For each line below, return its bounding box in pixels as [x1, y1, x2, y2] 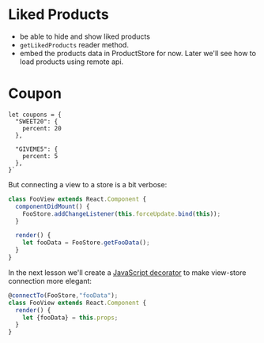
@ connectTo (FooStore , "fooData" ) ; [8, 291, 119, 300]
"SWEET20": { [15, 117, 58, 126]
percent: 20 [22, 124, 62, 132]
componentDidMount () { [15, 202, 90, 210]
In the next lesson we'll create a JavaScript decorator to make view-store [8, 267, 247, 277]
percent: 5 [22, 152, 58, 160]
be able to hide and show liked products [19, 32, 150, 41]
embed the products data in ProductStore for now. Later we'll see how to [19, 48, 257, 58]
